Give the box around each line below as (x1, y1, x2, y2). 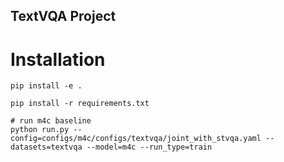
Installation (10, 48, 106, 71)
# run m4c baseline (10, 116, 92, 126)
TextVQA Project (10, 8, 117, 25)
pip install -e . (10, 81, 83, 91)
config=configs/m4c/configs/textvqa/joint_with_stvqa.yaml (10, 134, 262, 144)
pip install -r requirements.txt (10, 99, 150, 109)
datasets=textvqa (10, 142, 83, 153)
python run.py (10, 125, 70, 135)
